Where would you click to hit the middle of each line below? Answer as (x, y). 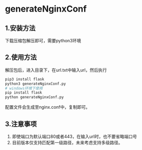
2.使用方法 (21, 58)
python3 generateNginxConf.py (36, 83)
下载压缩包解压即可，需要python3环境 (43, 41)
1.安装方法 (20, 28)
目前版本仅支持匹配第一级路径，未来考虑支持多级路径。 (67, 142)
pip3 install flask (25, 79)
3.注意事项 (21, 124)
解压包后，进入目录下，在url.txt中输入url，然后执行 (56, 70)
